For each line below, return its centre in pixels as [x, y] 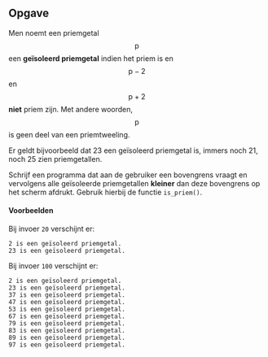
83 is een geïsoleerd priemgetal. [67, 331]
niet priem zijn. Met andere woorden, [70, 109]
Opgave [29, 13]
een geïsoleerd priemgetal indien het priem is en [91, 58]
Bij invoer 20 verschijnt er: [52, 229]
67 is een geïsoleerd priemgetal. [67, 316]
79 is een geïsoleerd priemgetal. [67, 324]
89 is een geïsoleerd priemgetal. [67, 338]
